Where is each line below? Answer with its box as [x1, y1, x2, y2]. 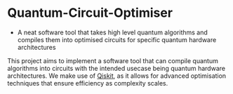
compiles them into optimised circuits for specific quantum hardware [17, 35, 217, 43]
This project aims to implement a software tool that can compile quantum [7, 56, 219, 65]
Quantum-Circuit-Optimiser [7, 5, 173, 21]
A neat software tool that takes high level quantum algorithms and [17, 28, 208, 36]
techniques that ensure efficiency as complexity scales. [7, 79, 168, 87]
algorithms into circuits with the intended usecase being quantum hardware [7, 64, 226, 72]
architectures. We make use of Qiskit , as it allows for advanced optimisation [7, 72, 227, 80]
